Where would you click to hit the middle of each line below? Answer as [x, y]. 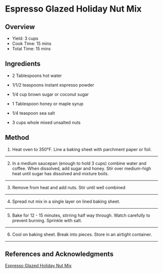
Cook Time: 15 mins [32, 44]
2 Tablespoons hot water [37, 76]
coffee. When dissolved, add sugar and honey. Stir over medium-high [81, 168]
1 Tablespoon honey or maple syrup [48, 104]
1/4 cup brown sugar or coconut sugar [50, 94]
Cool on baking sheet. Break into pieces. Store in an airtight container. [82, 234]
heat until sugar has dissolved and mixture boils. [60, 173]
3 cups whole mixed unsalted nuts [46, 122]
